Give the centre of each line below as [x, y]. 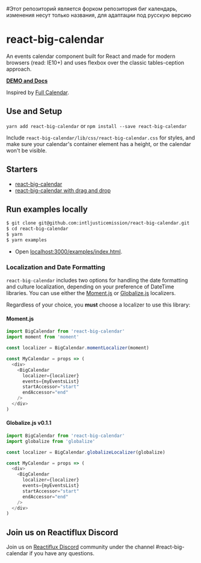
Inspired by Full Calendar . [38, 92]
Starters [22, 169]
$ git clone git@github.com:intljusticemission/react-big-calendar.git [98, 223]
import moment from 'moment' [43, 337]
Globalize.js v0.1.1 [29, 423]
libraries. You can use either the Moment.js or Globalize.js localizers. [91, 293]
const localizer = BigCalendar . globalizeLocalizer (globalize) [86, 452]
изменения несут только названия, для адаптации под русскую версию [99, 15]
